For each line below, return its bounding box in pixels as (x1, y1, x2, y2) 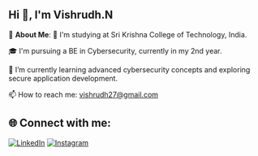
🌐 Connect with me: (8, 116, 111, 130)
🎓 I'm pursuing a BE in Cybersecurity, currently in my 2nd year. (8, 45, 222, 55)
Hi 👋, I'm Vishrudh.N (8, 8, 114, 22)
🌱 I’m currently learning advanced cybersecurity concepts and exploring (8, 64, 251, 74)
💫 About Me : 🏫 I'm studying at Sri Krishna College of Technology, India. (8, 29, 247, 39)
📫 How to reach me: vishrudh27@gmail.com (8, 89, 159, 99)
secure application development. (8, 73, 118, 83)
